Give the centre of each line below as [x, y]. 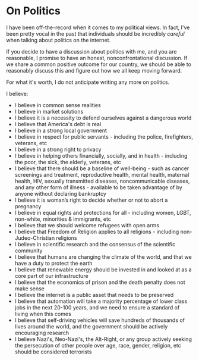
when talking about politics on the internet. [59, 40]
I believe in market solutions [49, 111]
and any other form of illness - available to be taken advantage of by [98, 187]
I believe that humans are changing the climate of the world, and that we [103, 256]
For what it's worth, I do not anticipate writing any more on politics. [88, 82]
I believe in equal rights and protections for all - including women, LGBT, [103, 212]
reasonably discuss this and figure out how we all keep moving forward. [94, 70]
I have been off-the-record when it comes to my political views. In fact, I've [98, 27]
